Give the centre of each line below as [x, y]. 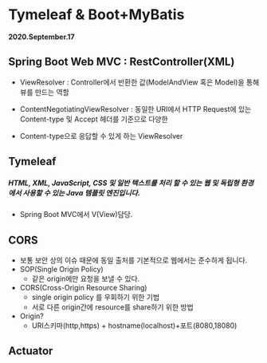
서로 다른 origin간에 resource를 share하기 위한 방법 [112, 307]
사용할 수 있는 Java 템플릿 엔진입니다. [82, 192]
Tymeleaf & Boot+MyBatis [96, 15]
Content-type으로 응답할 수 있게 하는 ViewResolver [101, 136]
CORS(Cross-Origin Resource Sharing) [83, 287]
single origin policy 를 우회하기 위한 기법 [96, 297]
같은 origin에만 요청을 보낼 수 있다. [86, 278]
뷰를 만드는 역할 [44, 92]
